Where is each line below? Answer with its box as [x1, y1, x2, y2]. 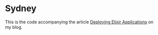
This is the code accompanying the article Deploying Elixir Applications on [5, 19, 154, 25]
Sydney [5, 3, 36, 14]
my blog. [5, 24, 23, 30]
